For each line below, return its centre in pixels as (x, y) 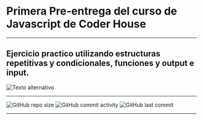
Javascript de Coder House (76, 24)
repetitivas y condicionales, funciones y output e (100, 63)
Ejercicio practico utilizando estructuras (83, 54)
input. (18, 73)
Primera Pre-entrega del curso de (92, 11)
